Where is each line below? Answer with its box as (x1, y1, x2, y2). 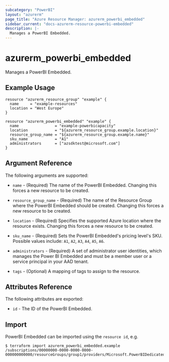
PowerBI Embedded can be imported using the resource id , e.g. (5, 334, 138, 340)
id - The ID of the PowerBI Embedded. (12, 306, 93, 312)
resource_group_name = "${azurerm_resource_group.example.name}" (10, 132, 150, 137)
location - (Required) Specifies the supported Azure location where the (12, 217, 161, 224)
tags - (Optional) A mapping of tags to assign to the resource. (12, 268, 140, 274)
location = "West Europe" (10, 106, 64, 111)
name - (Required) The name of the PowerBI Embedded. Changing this (12, 182, 157, 188)
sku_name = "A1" (10, 136, 69, 141)
